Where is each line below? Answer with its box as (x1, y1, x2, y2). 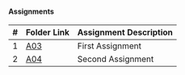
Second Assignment (77, 53, 154, 65)
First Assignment (77, 40, 141, 52)
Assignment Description (77, 27, 174, 38)
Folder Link (25, 27, 70, 38)
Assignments (8, 6, 55, 16)
